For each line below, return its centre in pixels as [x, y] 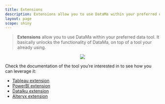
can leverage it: [21, 71]
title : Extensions [24, 10]
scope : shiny [18, 23]
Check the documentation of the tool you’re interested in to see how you [78, 66]
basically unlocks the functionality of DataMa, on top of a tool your [84, 42]
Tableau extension [31, 81]
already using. [31, 47]
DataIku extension [30, 91]
